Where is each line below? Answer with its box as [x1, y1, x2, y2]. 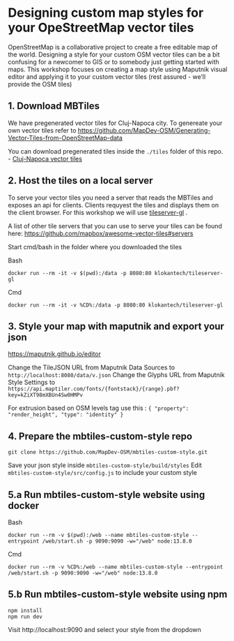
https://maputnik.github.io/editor [8, 350, 102, 358]
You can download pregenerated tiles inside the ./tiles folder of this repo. [8, 147, 224, 155]
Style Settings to [8, 378, 55, 387]
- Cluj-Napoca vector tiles [8, 154, 83, 163]
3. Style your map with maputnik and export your [8, 320, 225, 332]
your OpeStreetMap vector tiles [8, 20, 194, 36]
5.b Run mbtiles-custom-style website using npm [8, 589, 228, 601]
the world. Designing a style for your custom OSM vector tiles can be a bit [8, 50, 220, 59]
